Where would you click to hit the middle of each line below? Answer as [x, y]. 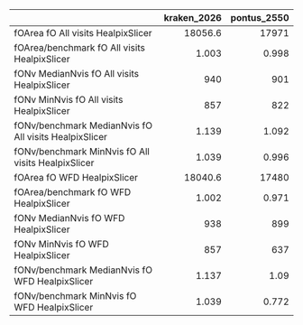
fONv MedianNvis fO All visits [77, 74]
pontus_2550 [260, 18]
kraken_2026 [193, 18]
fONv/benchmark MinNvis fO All [82, 151]
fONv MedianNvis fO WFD [69, 218]
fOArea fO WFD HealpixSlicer [76, 177]
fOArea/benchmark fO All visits [80, 47]
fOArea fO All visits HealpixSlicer [83, 33]
